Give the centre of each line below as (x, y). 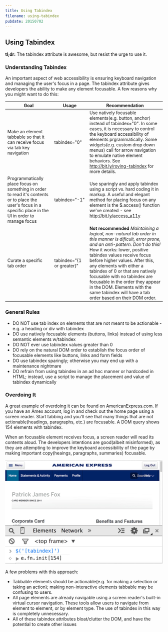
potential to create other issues (44, 624)
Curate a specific (25, 260)
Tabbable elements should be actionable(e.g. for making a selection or (85, 582)
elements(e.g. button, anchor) (120, 118)
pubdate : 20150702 (24, 21)
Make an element (25, 131)
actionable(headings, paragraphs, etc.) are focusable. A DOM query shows (82, 422)
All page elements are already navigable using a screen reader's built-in (86, 598)
